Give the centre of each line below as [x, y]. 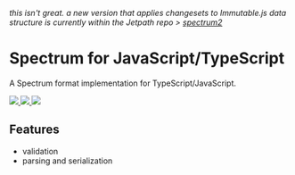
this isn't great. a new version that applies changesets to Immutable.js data [148, 13]
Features [34, 130]
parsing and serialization [67, 161]
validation [40, 151]
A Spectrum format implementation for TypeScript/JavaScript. [123, 83]
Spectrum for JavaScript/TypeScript [147, 58]
